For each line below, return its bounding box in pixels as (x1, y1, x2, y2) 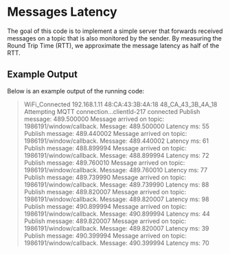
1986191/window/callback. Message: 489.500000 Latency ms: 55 (23, 122, 209, 130)
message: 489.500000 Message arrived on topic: (23, 115, 165, 123)
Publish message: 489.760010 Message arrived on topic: (23, 159, 185, 167)
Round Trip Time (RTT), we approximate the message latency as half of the (7, 41, 220, 49)
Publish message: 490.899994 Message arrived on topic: (23, 202, 187, 210)
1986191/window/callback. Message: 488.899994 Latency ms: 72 (23, 151, 209, 159)
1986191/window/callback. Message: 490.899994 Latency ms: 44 (23, 209, 211, 218)
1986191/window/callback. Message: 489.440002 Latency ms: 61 (23, 137, 209, 145)
